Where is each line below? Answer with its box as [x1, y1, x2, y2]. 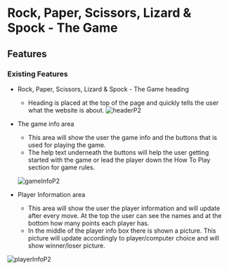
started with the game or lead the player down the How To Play [27, 155, 211, 164]
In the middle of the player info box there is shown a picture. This [27, 226, 216, 235]
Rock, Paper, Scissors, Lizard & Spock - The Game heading [17, 84, 190, 93]
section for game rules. [27, 163, 96, 172]
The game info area [17, 120, 74, 128]
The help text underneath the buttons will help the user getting [27, 148, 209, 156]
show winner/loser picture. [27, 241, 105, 250]
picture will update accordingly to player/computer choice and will [27, 233, 220, 242]
